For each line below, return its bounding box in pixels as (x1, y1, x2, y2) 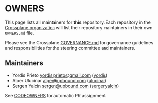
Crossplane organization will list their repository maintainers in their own (5, 24, 153, 30)
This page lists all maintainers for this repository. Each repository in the (5, 19, 151, 25)
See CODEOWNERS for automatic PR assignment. (5, 92, 107, 98)
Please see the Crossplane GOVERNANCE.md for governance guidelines (5, 39, 154, 45)
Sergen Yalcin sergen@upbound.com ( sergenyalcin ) (12, 83, 119, 89)
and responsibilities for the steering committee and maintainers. (5, 45, 135, 51)
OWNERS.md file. (5, 30, 34, 36)
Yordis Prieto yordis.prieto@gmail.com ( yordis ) (12, 72, 108, 78)
